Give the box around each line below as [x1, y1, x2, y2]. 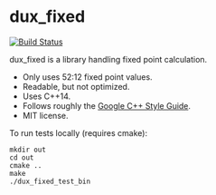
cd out [9, 152, 34, 162]
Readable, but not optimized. [22, 81, 130, 92]
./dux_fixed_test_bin [9, 177, 91, 186]
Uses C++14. [22, 91, 71, 102]
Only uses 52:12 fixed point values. [22, 71, 153, 83]
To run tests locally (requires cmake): [9, 127, 147, 138]
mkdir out [9, 145, 47, 154]
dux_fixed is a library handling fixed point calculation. [9, 54, 208, 64]
